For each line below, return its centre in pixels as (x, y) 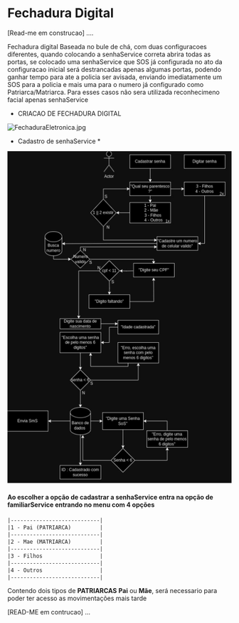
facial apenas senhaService (48, 99)
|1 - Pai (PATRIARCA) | (55, 528)
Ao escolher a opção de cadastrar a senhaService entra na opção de (110, 497)
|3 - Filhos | (55, 556)
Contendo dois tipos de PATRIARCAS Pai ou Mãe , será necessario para (112, 591)
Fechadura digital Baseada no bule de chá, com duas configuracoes (107, 46)
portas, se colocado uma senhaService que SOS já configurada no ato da (115, 61)
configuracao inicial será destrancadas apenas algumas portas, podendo (115, 69)
